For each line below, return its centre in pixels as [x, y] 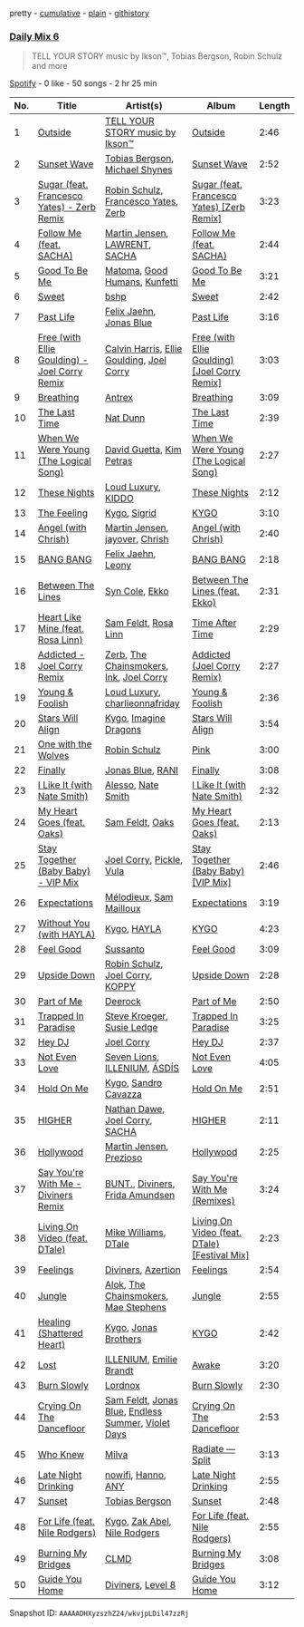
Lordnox [123, 1386]
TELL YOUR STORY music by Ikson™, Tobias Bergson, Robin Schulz [157, 56]
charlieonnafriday [142, 703]
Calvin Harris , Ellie [144, 349]
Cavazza [124, 1094]
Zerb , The [126, 654]
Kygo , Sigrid [131, 513]
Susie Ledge [132, 1028]
